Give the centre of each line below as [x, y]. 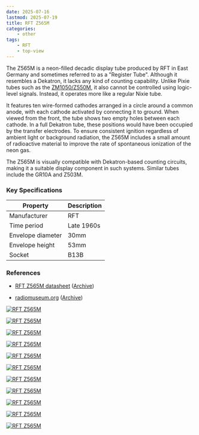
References [23, 273]
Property [36, 206]
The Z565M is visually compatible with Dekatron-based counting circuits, [97, 162]
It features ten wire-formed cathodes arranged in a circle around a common [100, 105]
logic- [185, 87]
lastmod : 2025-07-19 [32, 17]
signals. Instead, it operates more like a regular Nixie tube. [91, 93]
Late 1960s [84, 226]
